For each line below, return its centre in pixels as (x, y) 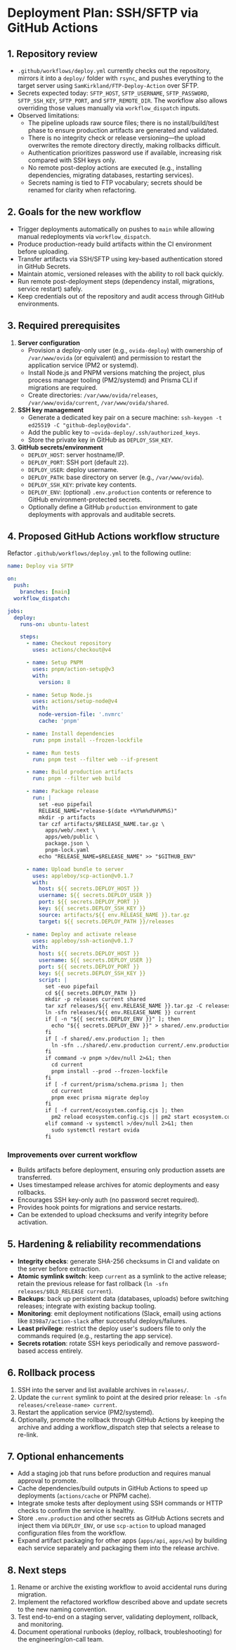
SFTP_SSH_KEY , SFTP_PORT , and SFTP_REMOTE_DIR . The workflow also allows (123, 100)
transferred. (35, 1177)
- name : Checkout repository (68, 643)
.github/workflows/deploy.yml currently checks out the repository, (114, 71)
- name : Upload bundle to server (75, 869)
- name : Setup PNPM (54, 663)
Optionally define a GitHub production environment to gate (113, 506)
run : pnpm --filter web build (77, 779)
